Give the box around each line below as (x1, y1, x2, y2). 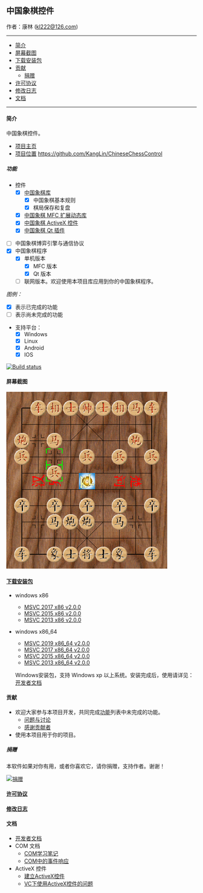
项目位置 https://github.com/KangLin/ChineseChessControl (14, 150, 163, 157)
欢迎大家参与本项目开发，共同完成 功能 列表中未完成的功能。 (14, 708, 164, 715)
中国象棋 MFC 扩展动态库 (24, 212, 87, 219)
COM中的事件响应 (24, 857, 69, 865)
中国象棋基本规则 (33, 196, 76, 204)
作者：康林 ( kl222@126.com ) (6, 23, 79, 30)
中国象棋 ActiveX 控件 (24, 219, 79, 227)
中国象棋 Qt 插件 (24, 227, 65, 234)
